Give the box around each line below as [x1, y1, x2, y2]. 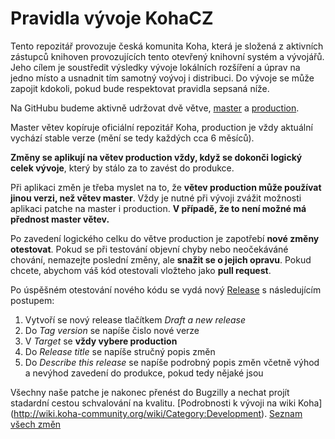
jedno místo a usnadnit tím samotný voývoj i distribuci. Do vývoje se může [10, 72, 315, 84]
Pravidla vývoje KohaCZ [10, 7, 214, 30]
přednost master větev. [10, 213, 110, 225]
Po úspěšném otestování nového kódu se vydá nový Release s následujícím [10, 283, 322, 296]
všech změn [10, 418, 62, 430]
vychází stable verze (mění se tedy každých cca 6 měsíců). [10, 132, 255, 144]
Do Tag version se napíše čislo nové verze [24, 324, 200, 336]
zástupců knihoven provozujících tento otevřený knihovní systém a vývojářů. [10, 50, 325, 62]
